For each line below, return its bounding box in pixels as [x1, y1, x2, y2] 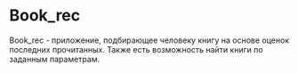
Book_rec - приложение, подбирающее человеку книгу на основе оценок [9, 35, 290, 45]
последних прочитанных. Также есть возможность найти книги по [9, 44, 264, 54]
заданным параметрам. [9, 53, 101, 64]
